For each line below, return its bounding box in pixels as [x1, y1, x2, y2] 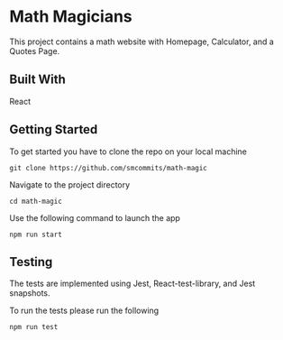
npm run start [9, 230, 63, 239]
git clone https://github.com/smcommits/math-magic [9, 163, 207, 172]
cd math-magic [9, 197, 63, 206]
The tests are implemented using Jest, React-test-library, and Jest [9, 278, 256, 289]
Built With [9, 72, 66, 87]
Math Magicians [9, 6, 132, 27]
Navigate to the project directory [9, 179, 131, 190]
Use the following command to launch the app [9, 212, 180, 223]
